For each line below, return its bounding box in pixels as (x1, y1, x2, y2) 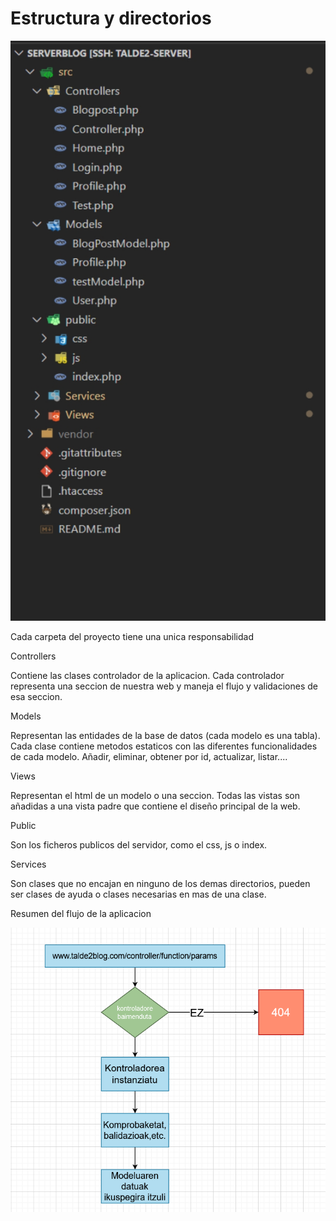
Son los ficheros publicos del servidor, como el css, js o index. (10, 839, 268, 851)
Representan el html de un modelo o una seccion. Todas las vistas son (10, 790, 300, 802)
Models (10, 710, 42, 722)
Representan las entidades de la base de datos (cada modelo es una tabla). (10, 730, 321, 742)
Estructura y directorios (10, 7, 212, 30)
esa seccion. (10, 691, 63, 703)
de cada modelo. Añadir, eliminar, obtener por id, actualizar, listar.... (10, 751, 288, 763)
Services (10, 858, 47, 871)
